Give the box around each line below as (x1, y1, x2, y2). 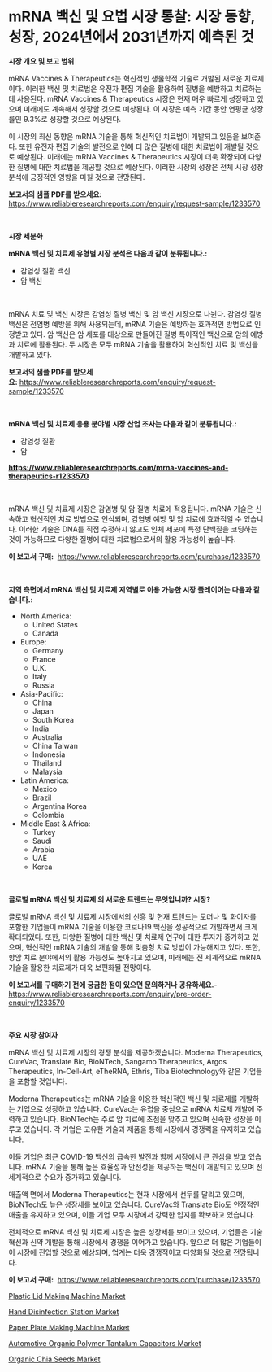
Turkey (32, 827, 56, 837)
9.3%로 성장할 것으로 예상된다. (23, 114, 122, 124)
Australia (32, 732, 63, 741)
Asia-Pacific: (19, 688, 63, 698)
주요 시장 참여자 (8, 1030, 58, 1040)
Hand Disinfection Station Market (8, 1307, 119, 1317)
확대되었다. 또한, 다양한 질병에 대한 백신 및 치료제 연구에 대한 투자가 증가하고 (8, 932, 251, 942)
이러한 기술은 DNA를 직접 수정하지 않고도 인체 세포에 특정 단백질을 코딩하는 (19, 524, 257, 534)
